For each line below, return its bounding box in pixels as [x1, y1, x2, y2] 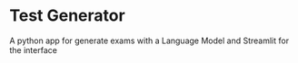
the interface [9, 44, 57, 55]
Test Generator [9, 5, 125, 26]
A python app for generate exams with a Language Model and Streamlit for [9, 35, 289, 46]
